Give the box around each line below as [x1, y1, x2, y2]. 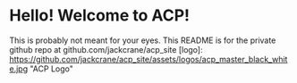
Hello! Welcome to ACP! [9, 5, 191, 26]
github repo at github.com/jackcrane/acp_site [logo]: [9, 44, 203, 54]
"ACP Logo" [30, 63, 73, 74]
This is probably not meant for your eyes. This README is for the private [9, 35, 276, 46]
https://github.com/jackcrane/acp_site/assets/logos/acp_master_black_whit [9, 54, 288, 64]
